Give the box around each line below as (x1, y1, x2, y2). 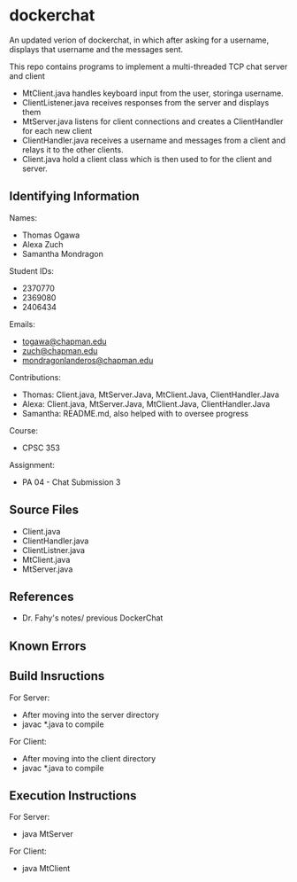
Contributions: (9, 371, 62, 382)
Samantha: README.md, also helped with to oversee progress (21, 408, 249, 418)
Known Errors (9, 638, 87, 653)
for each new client (21, 125, 93, 136)
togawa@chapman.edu (21, 336, 108, 347)
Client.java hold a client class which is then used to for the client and (21, 153, 272, 164)
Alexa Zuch (21, 238, 64, 249)
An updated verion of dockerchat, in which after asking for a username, (9, 35, 270, 45)
